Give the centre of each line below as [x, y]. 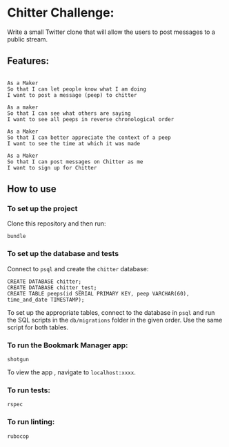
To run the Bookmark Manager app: [68, 345]
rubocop [18, 436]
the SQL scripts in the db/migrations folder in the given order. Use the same [115, 320]
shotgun [18, 360]
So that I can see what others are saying [69, 113]
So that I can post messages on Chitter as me [75, 162]
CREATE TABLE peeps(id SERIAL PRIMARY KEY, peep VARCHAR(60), [98, 293]
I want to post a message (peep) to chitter [72, 95]
